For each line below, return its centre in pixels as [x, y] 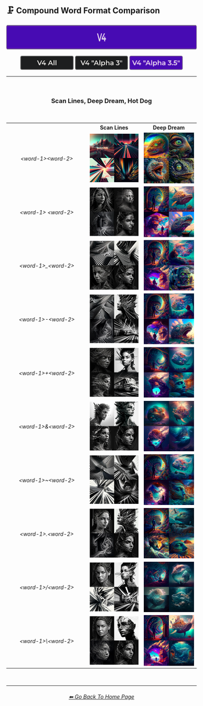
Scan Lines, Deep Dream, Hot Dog [101, 101]
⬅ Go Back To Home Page [101, 696]
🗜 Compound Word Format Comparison [83, 11]
